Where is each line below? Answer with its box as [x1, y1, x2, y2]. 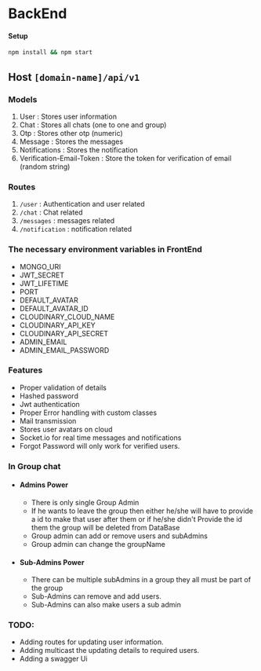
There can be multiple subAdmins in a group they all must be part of [31, 575, 252, 585]
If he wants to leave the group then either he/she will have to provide [31, 506, 253, 515]
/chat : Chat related [19, 207, 84, 217]
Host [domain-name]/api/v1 [8, 70, 140, 83]
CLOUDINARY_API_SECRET [19, 328, 109, 338]
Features [8, 365, 43, 376]
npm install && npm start [8, 49, 92, 57]
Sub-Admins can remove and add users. [31, 592, 162, 601]
